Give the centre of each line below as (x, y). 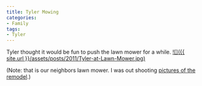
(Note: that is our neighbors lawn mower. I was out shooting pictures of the (101, 70)
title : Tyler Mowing (33, 12)
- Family (17, 23)
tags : (13, 29)
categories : (21, 18)
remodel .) (19, 77)
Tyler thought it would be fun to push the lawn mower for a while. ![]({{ (95, 52)
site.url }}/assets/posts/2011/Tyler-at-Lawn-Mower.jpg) (76, 59)
